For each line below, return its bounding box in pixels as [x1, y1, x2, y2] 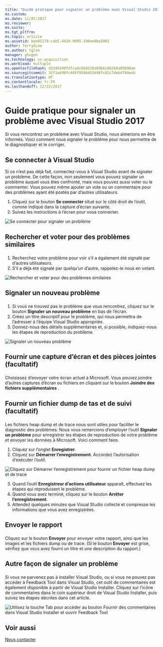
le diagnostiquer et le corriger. [5, 142, 65, 147]
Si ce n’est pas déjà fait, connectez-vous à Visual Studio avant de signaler [5, 169, 153, 175]
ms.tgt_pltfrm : [5, 30, 36, 35]
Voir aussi [5, 624, 36, 632]
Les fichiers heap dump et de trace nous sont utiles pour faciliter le [5, 421, 139, 427]
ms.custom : [5, 12, 27, 17]
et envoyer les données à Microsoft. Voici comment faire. [5, 437, 119, 443]
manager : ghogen [5, 52, 38, 57]
